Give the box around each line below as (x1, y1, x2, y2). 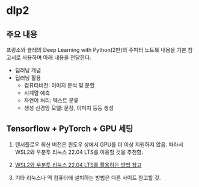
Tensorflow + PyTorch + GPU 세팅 (6, 124, 133, 134)
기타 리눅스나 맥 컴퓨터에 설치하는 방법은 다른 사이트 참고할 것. (14, 174, 161, 181)
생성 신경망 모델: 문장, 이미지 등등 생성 (23, 104, 114, 112)
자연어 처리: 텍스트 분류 (23, 97, 79, 104)
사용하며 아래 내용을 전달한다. (22, 54, 91, 61)
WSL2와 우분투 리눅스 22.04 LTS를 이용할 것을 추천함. (14, 148, 143, 156)
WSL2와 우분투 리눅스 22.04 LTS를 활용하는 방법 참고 (14, 161, 142, 168)
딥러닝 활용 (14, 74, 41, 81)
